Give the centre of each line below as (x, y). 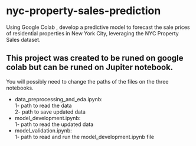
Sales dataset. (23, 39)
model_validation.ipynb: (43, 130)
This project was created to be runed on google (95, 58)
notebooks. (20, 88)
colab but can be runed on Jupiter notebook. (90, 67)
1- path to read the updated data (54, 124)
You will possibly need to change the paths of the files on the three (87, 81)
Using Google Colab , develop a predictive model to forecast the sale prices (98, 27)
